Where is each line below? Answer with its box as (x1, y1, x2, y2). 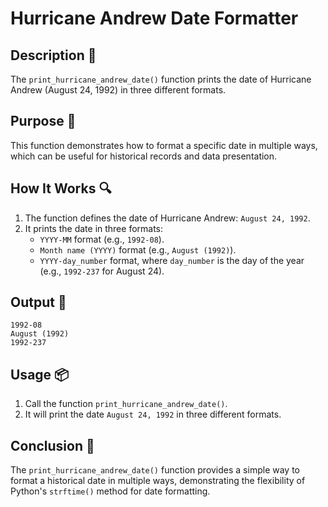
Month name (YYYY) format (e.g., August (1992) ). (39, 243, 237, 256)
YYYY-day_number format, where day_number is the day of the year (39, 254, 305, 266)
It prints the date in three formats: (24, 222, 164, 234)
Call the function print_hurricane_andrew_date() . (24, 398, 228, 410)
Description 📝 (10, 47, 97, 64)
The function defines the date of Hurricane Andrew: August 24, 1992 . (24, 212, 311, 224)
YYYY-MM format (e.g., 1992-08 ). (39, 233, 165, 245)
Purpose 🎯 (10, 113, 77, 130)
